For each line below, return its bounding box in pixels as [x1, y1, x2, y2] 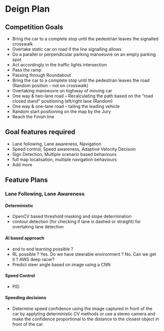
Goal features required [5, 128, 75, 136]
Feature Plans [5, 176, 48, 184]
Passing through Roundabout [12, 72, 71, 78]
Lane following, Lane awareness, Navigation [12, 141, 101, 147]
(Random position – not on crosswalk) [12, 83, 89, 88]
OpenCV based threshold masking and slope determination [12, 214, 132, 220]
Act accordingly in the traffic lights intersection [12, 62, 107, 67]
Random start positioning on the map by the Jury [12, 109, 111, 114]
